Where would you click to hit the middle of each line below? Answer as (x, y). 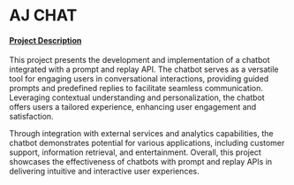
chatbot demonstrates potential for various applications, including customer (147, 143)
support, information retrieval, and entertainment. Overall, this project (136, 152)
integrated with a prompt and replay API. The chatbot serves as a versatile (144, 69)
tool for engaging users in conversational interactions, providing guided (139, 79)
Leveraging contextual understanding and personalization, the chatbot (137, 97)
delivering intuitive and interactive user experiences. (105, 171)
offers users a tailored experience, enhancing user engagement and (133, 107)
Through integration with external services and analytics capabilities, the (141, 134)
